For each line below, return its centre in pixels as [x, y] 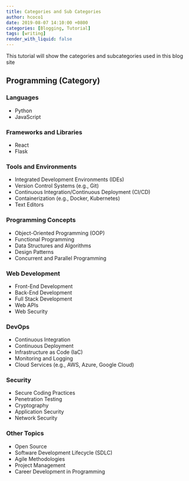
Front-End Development [44, 286]
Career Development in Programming [60, 472]
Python [23, 111]
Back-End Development [43, 292]
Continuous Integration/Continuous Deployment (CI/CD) [82, 192]
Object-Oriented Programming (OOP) [59, 233]
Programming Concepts [41, 220]
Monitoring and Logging [44, 359]
